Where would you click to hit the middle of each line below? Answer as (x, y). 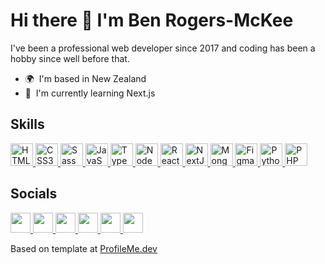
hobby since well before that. (70, 58)
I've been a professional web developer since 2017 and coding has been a (163, 48)
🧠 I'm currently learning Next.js (90, 93)
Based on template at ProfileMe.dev (84, 248)
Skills (27, 124)
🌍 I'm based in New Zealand (85, 78)
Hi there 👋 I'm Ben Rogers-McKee (152, 20)
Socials (34, 194)
